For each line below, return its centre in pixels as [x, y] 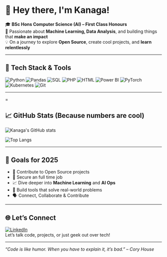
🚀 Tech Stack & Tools [38, 68]
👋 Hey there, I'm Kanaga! [57, 10]
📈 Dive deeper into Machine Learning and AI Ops [64, 183]
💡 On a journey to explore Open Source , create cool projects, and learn [78, 42]
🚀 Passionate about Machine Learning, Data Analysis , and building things [81, 31]
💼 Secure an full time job [38, 177]
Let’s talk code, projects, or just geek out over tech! [58, 235]
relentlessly [18, 47]
